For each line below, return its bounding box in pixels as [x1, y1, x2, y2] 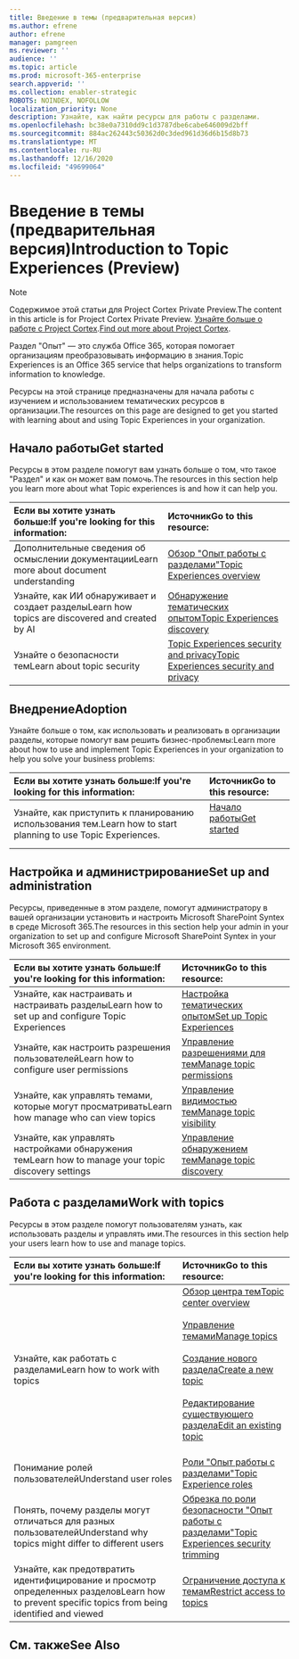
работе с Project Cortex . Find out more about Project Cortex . [9, 323, 231, 334]
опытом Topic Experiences [167, 612, 279, 624]
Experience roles [182, 1478, 254, 1490]
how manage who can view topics [13, 1111, 156, 1124]
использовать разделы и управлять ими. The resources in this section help [9, 1228, 289, 1239]
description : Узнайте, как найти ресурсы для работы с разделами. [9, 112, 261, 121]
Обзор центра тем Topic [182, 1285, 285, 1298]
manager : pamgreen [9, 37, 77, 47]
